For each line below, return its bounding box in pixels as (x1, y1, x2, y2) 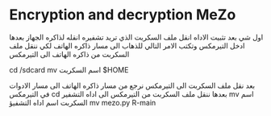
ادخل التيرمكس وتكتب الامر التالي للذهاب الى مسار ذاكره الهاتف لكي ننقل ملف (9, 40, 245, 50)
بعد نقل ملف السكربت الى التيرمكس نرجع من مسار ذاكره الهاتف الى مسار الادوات (9, 81, 256, 90)
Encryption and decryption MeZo (9, 6, 236, 24)
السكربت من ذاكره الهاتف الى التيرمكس (9, 49, 130, 59)
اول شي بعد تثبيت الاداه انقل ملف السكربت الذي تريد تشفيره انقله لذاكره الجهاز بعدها (9, 32, 264, 42)
